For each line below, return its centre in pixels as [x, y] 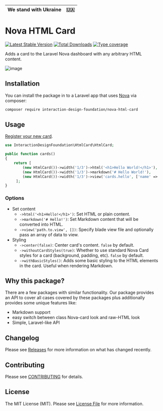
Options [15, 198]
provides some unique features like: [41, 303]
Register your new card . [29, 136]
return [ [23, 163]
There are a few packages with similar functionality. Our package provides [80, 293]
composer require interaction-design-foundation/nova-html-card [72, 109]
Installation [22, 84]
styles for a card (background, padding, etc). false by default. [81, 255]
